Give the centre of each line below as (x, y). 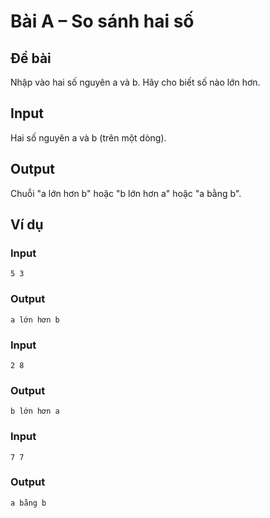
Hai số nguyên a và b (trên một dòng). (88, 137)
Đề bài (31, 58)
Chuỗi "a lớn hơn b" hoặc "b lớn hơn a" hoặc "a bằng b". (126, 193)
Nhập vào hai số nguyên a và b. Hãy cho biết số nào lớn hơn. (135, 82)
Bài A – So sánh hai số (102, 21)
